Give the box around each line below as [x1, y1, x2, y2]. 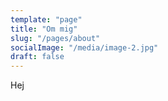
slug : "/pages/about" [10, 33, 101, 43]
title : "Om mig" [10, 24, 78, 34]
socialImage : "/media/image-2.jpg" [10, 42, 159, 53]
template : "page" [10, 14, 83, 25]
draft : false [10, 52, 65, 62]
